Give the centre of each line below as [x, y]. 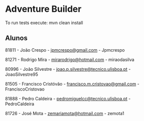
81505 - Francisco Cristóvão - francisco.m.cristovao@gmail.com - [72, 84]
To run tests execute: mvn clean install [44, 23]
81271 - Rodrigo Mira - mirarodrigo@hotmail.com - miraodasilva [70, 60]
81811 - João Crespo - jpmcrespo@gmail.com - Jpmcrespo [65, 50]
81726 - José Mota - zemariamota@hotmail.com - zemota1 [65, 113]
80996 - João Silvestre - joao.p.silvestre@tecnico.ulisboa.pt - [68, 69]
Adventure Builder [43, 9]
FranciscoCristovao [25, 89]
